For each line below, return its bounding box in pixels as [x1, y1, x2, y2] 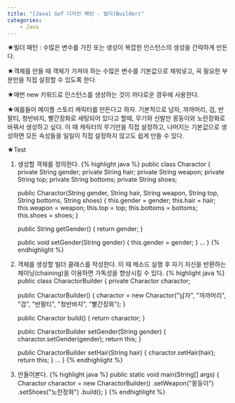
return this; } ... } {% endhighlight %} [17, 356, 124, 365]
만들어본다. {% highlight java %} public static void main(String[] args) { [17, 370, 220, 379]
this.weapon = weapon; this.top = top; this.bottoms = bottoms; [17, 204, 198, 212]
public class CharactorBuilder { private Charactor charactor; [17, 277, 191, 285]
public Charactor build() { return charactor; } [17, 314, 145, 323]
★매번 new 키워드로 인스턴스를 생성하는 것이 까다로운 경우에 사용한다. [7, 90, 199, 99]
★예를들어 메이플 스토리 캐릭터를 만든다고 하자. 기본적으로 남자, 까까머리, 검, [7, 106, 217, 114]
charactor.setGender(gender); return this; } [17, 335, 142, 344]
